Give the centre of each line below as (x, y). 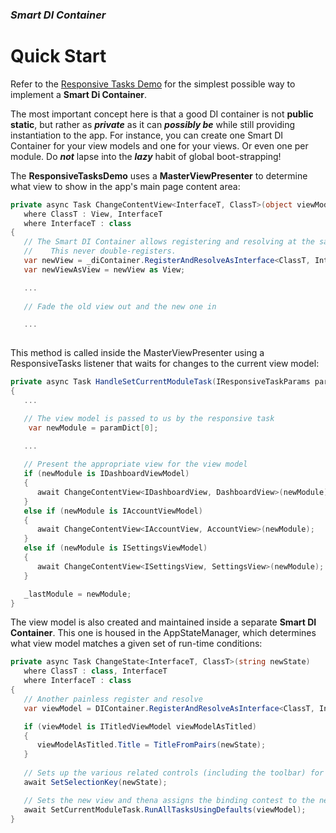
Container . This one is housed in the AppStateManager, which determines (163, 633)
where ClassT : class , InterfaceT (95, 671)
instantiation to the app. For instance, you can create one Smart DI (147, 135)
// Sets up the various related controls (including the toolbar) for (174, 773)
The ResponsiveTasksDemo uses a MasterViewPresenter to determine (159, 175)
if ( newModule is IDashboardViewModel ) (106, 474)
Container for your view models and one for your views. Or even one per (159, 145)
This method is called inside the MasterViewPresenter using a (137, 353)
